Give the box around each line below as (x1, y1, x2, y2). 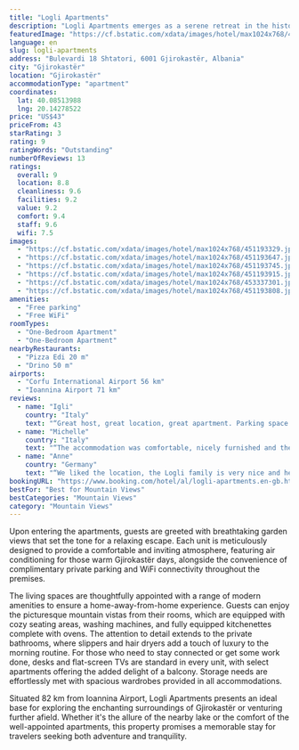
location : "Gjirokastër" (9, 71, 101, 80)
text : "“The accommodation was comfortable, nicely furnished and (25, 444, 277, 452)
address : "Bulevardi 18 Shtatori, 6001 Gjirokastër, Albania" (9, 54, 245, 63)
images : (9, 237, 38, 246)
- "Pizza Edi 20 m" (17, 353, 90, 362)
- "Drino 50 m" (17, 361, 74, 370)
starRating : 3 (9, 129, 62, 138)
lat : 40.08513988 (17, 95, 82, 105)
